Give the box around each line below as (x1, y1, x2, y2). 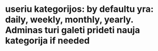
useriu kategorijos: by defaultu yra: (5, 3, 154, 15)
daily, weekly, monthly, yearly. (5, 14, 134, 25)
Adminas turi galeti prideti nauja (5, 25, 140, 36)
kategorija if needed (5, 35, 90, 47)
